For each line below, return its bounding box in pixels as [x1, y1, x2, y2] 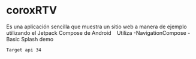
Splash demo [20, 35, 54, 42]
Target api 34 [6, 47, 42, 53]
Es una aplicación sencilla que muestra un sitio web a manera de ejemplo [6, 23, 187, 30]
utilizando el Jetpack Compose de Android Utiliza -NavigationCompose [6, 29, 187, 36]
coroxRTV [6, 4, 58, 17]
